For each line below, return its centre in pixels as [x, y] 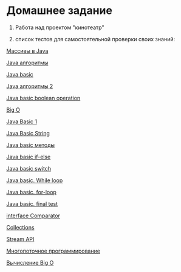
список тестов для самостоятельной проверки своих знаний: [95, 39]
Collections [20, 227]
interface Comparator [33, 216]
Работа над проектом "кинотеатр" [60, 27]
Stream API [20, 239]
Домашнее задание [59, 11]
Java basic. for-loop [31, 192]
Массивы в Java [27, 51]
